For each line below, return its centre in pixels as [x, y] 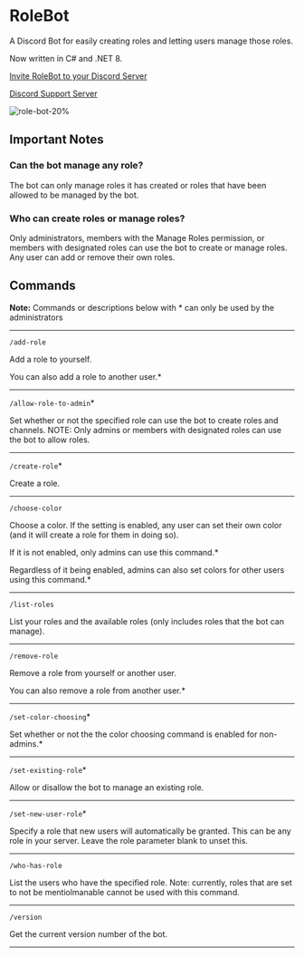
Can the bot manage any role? [76, 166]
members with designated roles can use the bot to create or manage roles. [148, 247]
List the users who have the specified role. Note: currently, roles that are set [151, 882]
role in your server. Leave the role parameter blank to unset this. [129, 840]
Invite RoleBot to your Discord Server [78, 76]
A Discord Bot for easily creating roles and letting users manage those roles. [152, 41]
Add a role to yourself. [51, 359]
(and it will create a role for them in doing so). [94, 535]
